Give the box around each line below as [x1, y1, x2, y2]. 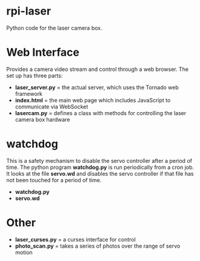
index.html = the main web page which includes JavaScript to [15, 96, 171, 104]
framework [15, 90, 43, 97]
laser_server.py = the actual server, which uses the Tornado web [15, 84, 179, 91]
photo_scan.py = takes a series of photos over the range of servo [15, 242, 181, 249]
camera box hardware [15, 116, 70, 123]
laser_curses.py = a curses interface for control [15, 236, 136, 243]
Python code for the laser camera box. [6, 24, 102, 31]
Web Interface [6, 45, 80, 59]
